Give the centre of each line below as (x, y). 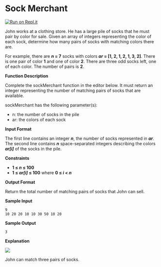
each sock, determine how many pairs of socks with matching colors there (80, 41)
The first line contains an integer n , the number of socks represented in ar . (80, 138)
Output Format (20, 182)
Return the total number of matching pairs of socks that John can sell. (75, 191)
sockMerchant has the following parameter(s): (51, 105)
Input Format (18, 129)
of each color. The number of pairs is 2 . (45, 67)
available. (15, 96)
